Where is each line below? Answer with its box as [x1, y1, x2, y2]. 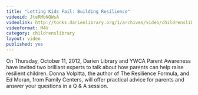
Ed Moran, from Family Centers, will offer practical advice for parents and [6, 76, 184, 83]
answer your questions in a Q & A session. [6, 82, 108, 89]
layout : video [6, 36, 41, 42]
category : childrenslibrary [6, 30, 75, 36]
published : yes [6, 42, 44, 48]
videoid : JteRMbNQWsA [6, 14, 60, 20]
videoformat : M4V [6, 25, 49, 31]
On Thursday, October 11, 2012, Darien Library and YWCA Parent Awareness [6, 57, 192, 65]
